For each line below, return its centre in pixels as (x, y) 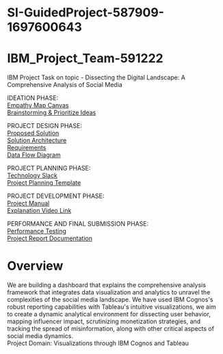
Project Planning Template (44, 183)
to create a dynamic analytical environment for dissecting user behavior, (109, 314)
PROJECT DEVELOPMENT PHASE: (56, 196)
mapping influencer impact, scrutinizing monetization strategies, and (104, 321)
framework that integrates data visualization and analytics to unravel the (109, 292)
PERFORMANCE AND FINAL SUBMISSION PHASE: (78, 224)
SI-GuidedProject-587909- (86, 13)
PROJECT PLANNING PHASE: (49, 168)
